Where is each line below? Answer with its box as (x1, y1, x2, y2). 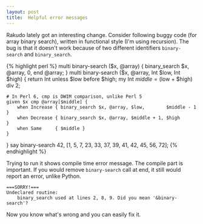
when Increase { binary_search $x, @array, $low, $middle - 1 (17, 104, 197, 110)
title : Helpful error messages (6, 15, 88, 21)
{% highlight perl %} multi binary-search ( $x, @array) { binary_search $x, (6, 62, 190, 70)
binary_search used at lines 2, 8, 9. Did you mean (17, 195, 150, 201)
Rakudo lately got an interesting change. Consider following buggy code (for (6, 31, 197, 38)
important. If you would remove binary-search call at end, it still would (6, 166, 181, 173)
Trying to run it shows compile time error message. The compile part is (6, 159, 184, 167)
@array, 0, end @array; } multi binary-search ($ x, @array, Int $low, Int (6, 69, 181, 76)
